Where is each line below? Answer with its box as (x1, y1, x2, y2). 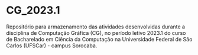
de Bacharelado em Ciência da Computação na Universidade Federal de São (6, 35, 193, 43)
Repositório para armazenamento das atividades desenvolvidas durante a (6, 23, 185, 30)
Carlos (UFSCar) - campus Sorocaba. (6, 42, 98, 49)
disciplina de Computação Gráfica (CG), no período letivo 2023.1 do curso (6, 29, 186, 36)
